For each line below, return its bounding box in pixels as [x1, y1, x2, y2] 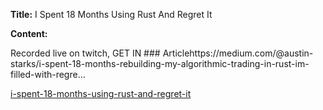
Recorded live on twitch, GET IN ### [10, 47, 161, 59]
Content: [10, 28, 48, 39]
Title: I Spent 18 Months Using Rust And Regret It [10, 9, 213, 20]
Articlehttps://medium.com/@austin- [162, 47, 314, 59]
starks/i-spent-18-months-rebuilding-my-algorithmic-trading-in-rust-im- [10, 58, 310, 69]
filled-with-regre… [10, 69, 86, 80]
